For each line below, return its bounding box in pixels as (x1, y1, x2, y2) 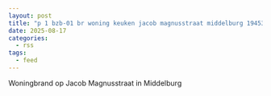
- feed (15, 57, 38, 65)
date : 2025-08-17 (8, 26, 67, 34)
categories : (8, 34, 48, 42)
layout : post (8, 11, 52, 20)
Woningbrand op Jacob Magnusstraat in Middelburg (8, 78, 182, 88)
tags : (8, 49, 27, 57)
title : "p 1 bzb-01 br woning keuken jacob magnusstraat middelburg (8, 19, 244, 27)
